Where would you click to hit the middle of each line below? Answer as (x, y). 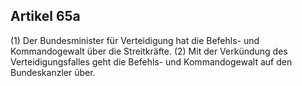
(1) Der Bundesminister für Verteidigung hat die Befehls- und (135, 40)
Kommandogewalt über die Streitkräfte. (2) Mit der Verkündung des (149, 51)
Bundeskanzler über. (53, 72)
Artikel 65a (45, 16)
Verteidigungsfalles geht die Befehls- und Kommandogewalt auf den (151, 61)
